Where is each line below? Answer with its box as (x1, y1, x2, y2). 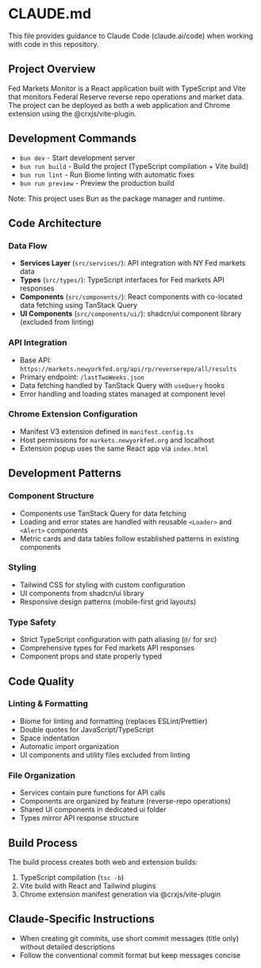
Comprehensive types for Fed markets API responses (19, 643, 195, 653)
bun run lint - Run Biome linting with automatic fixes (19, 170, 194, 179)
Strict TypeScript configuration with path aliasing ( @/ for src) (19, 635, 217, 644)
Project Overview (8, 63, 96, 76)
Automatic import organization (19, 741, 120, 751)
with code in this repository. (8, 39, 99, 48)
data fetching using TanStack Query (19, 301, 138, 310)
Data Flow (8, 240, 48, 251)
